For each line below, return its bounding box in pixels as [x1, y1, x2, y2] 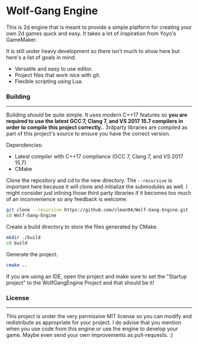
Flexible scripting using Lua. [14, 78, 83, 85]
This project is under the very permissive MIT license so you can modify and [6, 312, 192, 319]
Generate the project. [6, 250, 58, 257]
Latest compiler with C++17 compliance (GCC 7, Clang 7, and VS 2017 [14, 153, 184, 160]
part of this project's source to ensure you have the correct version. [6, 130, 171, 137]
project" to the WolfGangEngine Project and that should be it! [6, 279, 154, 286]
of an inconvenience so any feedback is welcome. [6, 196, 128, 203]
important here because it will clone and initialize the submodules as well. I [6, 183, 187, 190]
